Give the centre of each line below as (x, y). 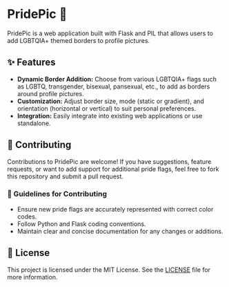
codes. (27, 216)
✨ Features (31, 63)
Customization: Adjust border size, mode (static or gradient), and (111, 101)
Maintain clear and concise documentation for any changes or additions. (120, 231)
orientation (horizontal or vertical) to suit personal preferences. (107, 108)
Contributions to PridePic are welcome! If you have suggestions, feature (109, 161)
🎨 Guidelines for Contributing (57, 194)
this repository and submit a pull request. (66, 176)
